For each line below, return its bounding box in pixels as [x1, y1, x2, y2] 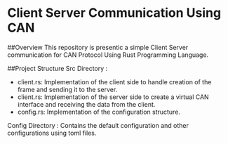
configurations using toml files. [7, 129, 97, 137]
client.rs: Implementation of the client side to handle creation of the [17, 77, 212, 86]
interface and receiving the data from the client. [17, 100, 156, 108]
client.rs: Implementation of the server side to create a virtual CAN [17, 93, 209, 101]
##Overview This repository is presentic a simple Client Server [7, 43, 189, 51]
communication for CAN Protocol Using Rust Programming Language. [7, 51, 209, 59]
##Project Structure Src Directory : [7, 64, 108, 72]
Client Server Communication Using [7, 5, 222, 21]
